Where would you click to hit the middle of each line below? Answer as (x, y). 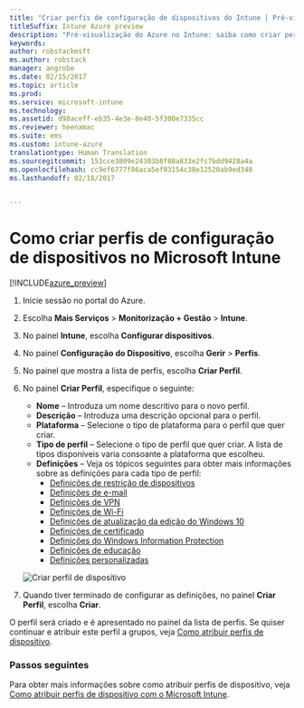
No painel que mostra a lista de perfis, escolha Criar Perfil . (132, 371)
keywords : (28, 43)
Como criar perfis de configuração (142, 239)
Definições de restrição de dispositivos (122, 483)
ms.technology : (38, 111)
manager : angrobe (42, 69)
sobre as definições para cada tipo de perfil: (119, 473)
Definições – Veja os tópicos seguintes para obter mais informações (164, 464)
